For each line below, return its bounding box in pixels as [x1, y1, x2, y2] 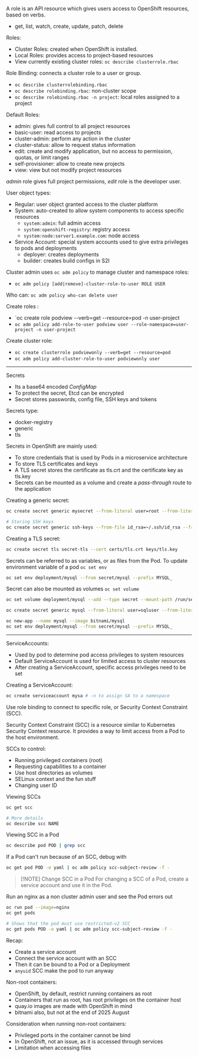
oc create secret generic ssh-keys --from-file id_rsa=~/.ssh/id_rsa [6, 524, 181, 530]
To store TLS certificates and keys [14, 460, 98, 467]
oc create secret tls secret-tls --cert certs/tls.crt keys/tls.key [6, 546, 178, 552]
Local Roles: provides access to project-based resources [14, 52, 153, 58]
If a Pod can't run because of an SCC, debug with [6, 854, 127, 861]
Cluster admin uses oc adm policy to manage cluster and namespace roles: [6, 268, 189, 275]
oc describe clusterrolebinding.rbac [14, 82, 108, 88]
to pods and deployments [14, 245, 77, 251]
